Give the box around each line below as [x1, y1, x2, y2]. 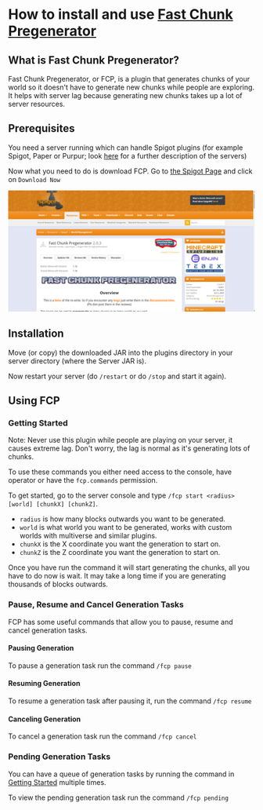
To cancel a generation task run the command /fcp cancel [8, 732, 197, 741]
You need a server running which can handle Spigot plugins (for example [8, 143, 243, 152]
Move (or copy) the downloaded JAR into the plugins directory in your [8, 348, 233, 357]
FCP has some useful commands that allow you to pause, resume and [8, 617, 233, 626]
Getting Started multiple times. [8, 777, 107, 786]
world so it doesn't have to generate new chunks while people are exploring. [8, 82, 255, 92]
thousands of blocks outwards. [8, 579, 108, 589]
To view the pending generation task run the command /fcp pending [8, 793, 229, 802]
